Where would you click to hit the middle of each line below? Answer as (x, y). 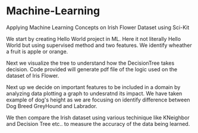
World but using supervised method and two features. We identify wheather (99, 45)
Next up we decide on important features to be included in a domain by (93, 87)
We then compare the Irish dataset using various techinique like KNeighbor (98, 118)
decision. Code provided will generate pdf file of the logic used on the (92, 69)
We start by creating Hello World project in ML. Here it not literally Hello (94, 39)
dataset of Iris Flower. (33, 75)
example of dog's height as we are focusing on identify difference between (98, 100)
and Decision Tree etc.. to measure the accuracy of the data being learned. (98, 123)
